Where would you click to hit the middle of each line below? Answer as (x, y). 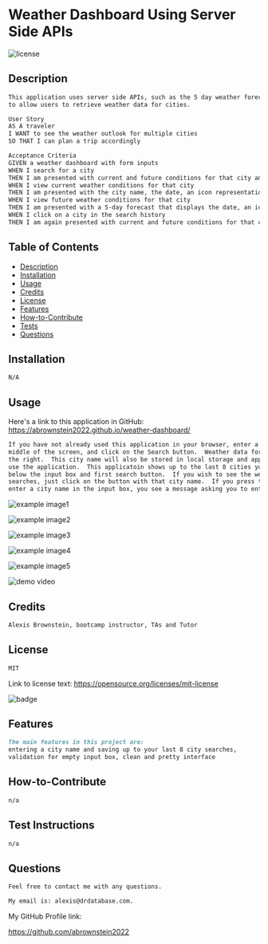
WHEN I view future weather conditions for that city (100, 200)
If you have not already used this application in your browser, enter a (134, 445)
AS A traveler (32, 126)
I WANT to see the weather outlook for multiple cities (103, 134)
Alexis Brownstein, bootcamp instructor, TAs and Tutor (103, 625)
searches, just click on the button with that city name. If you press (132, 482)
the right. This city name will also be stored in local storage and (128, 459)
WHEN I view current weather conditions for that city (101, 185)
